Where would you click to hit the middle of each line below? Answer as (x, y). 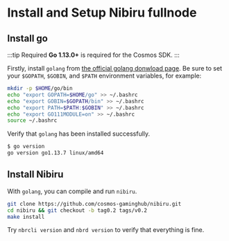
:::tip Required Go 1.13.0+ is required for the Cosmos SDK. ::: (94, 55)
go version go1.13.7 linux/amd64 (56, 153)
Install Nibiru (35, 175)
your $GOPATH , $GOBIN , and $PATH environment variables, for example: (104, 75)
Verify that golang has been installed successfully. (79, 134)
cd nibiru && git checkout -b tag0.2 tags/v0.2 (77, 210)
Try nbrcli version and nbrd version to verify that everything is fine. (106, 230)
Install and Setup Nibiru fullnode (102, 13)
